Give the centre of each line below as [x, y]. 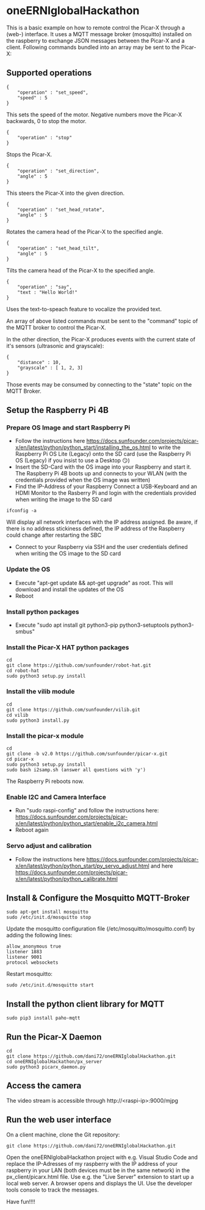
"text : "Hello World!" [48, 292]
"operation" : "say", [45, 287]
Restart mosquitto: [30, 974]
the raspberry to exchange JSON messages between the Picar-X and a [95, 40]
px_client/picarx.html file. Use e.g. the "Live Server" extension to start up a [100, 1176]
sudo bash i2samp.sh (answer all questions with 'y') [76, 769]
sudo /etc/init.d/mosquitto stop [49, 917]
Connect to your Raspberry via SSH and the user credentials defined [101, 547]
